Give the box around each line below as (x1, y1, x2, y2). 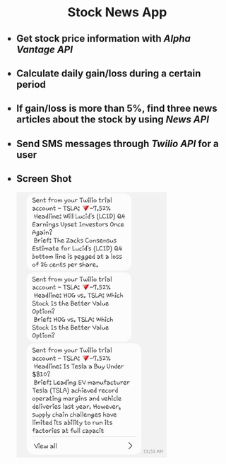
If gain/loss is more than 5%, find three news (16, 103, 218, 115)
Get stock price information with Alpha (16, 33, 191, 45)
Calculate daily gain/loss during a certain (16, 67, 201, 79)
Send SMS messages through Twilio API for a (16, 137, 219, 149)
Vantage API (16, 43, 73, 55)
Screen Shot (16, 173, 72, 185)
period (16, 79, 46, 91)
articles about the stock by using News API (16, 114, 209, 126)
